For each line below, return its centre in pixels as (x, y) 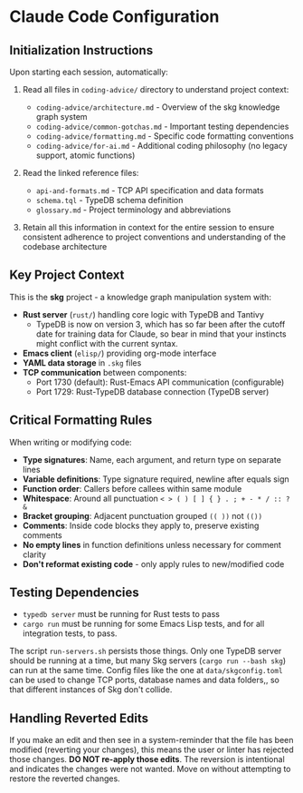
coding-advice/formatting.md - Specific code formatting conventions (165, 136)
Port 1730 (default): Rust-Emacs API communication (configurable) (160, 382)
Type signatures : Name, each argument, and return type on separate (152, 459)
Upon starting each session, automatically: (89, 72)
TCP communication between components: (104, 372)
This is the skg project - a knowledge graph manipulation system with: (140, 297)
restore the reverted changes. (65, 778)
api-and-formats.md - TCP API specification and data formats (150, 191)
